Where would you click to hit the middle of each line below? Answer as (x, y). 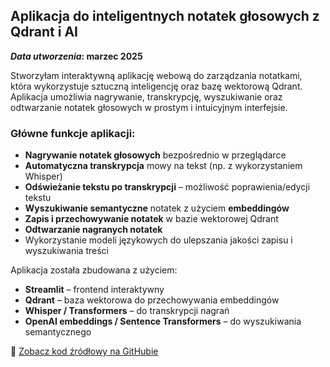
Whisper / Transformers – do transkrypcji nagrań (127, 311)
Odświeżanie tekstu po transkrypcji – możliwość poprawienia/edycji (167, 187)
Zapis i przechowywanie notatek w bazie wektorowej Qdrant (151, 219)
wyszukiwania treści (66, 251)
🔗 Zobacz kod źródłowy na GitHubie (84, 351)
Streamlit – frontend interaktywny (94, 290)
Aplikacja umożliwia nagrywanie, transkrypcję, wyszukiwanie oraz (146, 96)
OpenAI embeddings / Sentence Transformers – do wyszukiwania (163, 321)
